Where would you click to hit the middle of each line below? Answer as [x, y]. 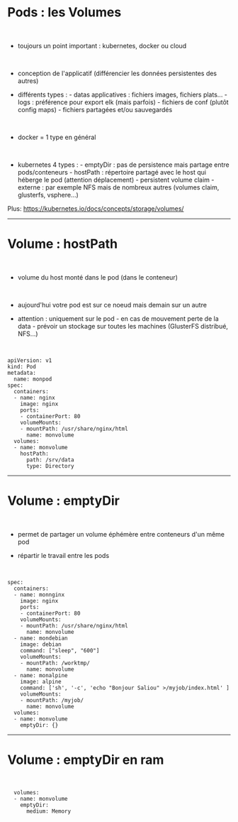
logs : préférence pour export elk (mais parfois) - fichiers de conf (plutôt [123, 102]
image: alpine [41, 681]
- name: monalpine [41, 675]
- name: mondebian [41, 638]
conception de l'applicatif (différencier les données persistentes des [117, 73]
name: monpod [33, 379]
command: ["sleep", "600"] [60, 650]
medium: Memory [49, 811]
